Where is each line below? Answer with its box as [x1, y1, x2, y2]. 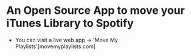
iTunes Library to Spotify [6, 16, 134, 30]
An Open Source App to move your [6, 4, 186, 17]
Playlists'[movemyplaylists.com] [15, 43, 96, 50]
